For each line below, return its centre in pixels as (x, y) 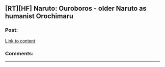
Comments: (19, 53)
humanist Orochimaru (39, 16)
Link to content (20, 41)
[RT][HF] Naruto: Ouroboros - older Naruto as (76, 9)
